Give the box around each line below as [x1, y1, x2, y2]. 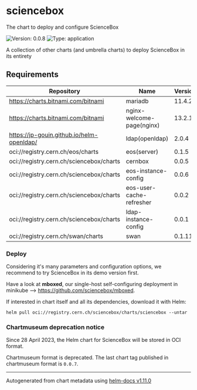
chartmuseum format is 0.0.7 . [6, 360, 79, 368]
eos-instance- [125, 166, 168, 174]
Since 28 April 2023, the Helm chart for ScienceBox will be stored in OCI [6, 337, 181, 344]
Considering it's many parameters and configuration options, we [6, 263, 162, 270]
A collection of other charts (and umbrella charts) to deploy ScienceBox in [6, 46, 185, 53]
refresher [125, 198, 152, 206]
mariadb [125, 97, 149, 105]
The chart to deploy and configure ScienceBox [6, 23, 119, 31]
